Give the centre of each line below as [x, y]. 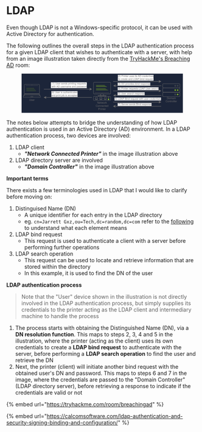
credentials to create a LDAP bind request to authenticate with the [98, 347]
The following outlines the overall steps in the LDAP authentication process [100, 46]
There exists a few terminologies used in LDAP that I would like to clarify [97, 190]
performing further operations [62, 247]
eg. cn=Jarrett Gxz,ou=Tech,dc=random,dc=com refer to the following [109, 221]
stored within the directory [57, 267]
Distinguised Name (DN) [45, 208]
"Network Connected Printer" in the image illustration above [101, 153]
